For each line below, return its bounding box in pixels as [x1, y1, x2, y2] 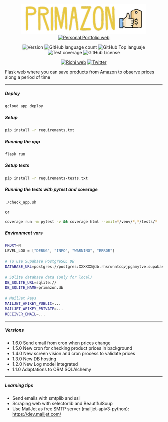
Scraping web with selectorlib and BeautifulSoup [12, 400, 113, 406]
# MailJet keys [5, 296, 37, 301]
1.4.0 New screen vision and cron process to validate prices [12, 350, 136, 356]
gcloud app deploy [5, 104, 43, 109]
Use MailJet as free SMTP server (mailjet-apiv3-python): [12, 406, 130, 412]
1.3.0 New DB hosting [12, 356, 56, 362]
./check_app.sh [5, 200, 37, 205]
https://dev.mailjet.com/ [12, 411, 61, 417]
